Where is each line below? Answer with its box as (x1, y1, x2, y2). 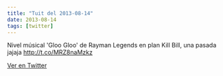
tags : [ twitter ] (7, 22, 54, 29)
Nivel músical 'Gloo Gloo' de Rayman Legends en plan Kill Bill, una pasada (7, 41, 217, 50)
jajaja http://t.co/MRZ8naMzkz (7, 48, 93, 56)
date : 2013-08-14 (7, 16, 57, 23)
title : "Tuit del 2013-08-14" (7, 9, 94, 17)
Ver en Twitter (7, 62, 47, 70)
